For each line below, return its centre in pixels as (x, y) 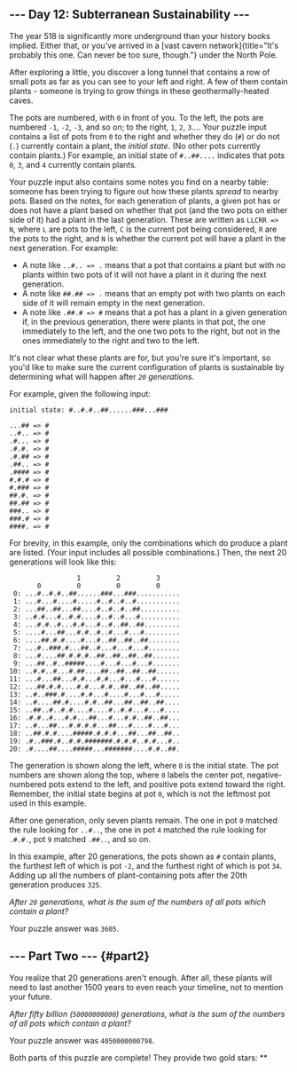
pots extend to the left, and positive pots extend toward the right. (167, 784)
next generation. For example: (64, 248)
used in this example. (48, 803)
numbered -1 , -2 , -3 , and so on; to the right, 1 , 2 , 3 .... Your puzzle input (138, 127)
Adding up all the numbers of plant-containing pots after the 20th (129, 875)
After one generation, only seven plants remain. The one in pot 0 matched (143, 820)
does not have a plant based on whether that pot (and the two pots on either (148, 210)
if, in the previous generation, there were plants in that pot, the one (144, 321)
